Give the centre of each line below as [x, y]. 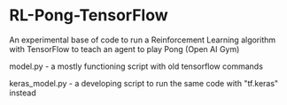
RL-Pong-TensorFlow [89, 15]
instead [23, 93]
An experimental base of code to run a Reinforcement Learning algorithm [143, 40]
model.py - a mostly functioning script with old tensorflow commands [136, 66]
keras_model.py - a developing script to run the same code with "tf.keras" [144, 83]
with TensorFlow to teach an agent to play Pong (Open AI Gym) [124, 49]
